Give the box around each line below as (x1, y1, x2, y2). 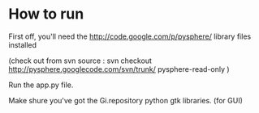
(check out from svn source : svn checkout (8, 56, 153, 65)
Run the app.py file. (8, 80, 74, 90)
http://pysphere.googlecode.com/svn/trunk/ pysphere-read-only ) (8, 64, 230, 73)
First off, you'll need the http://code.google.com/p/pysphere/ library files (8, 31, 252, 41)
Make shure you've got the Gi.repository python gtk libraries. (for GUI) (8, 95, 244, 105)
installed (8, 40, 37, 49)
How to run (8, 5, 84, 23)
